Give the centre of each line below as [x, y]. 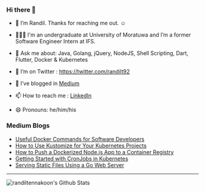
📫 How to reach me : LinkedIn [53, 96]
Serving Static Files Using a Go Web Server [70, 165]
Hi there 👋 [21, 10]
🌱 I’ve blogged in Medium [47, 83]
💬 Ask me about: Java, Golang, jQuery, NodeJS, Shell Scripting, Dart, [102, 53]
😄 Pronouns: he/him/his [45, 110]
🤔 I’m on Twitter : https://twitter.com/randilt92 [72, 72]
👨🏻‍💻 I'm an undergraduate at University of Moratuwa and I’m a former [103, 35]
